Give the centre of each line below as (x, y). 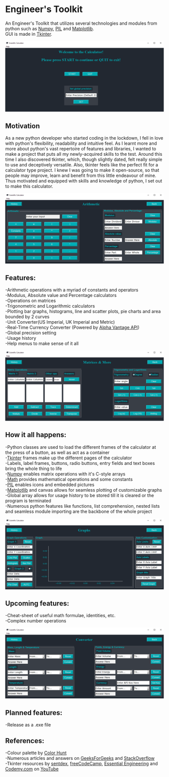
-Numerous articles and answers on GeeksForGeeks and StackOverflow (80, 758)
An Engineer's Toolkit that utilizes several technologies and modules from (81, 23)
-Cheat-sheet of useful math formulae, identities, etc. (60, 616)
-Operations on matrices (31, 301)
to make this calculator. (29, 186)
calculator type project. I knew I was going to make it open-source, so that (82, 170)
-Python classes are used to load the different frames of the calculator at (81, 447)
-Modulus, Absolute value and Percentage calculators (61, 295)
